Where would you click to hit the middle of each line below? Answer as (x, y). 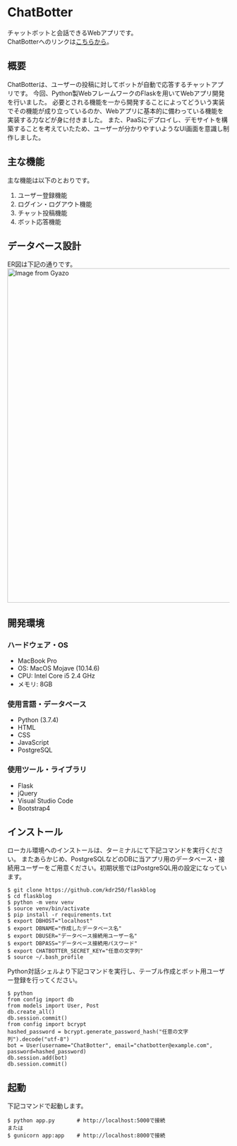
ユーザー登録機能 (42, 195)
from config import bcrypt (47, 1024)
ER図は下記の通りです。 (42, 264)
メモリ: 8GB (35, 684)
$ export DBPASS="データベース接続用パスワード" (72, 944)
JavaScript (33, 743)
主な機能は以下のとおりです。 (50, 180)
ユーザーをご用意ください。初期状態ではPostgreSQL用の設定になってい (123, 868)
